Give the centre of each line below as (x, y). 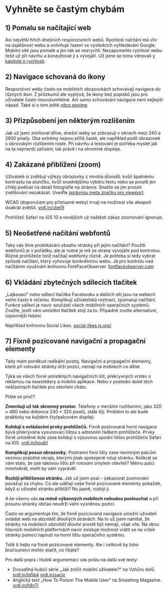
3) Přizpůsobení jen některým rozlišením (70, 121)
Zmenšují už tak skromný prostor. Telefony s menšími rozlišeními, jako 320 (83, 406)
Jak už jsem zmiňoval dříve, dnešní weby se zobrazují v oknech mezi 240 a (83, 133)
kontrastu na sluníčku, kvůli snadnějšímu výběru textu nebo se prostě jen (80, 182)
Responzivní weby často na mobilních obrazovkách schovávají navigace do (83, 89)
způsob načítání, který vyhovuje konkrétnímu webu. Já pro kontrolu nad (79, 261)
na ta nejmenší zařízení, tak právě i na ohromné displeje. (63, 149)
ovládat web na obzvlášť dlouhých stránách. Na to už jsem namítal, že (77, 519)
